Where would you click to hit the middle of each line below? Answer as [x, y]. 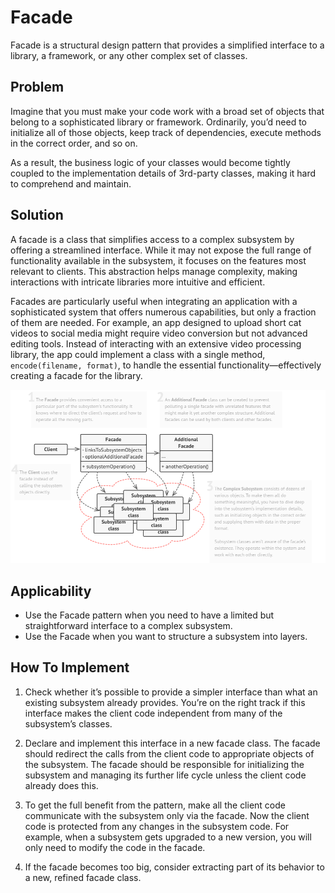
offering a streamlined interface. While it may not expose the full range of [161, 250]
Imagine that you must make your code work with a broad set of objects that [167, 111]
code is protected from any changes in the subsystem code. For [157, 826]
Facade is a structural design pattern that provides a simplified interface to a [167, 45]
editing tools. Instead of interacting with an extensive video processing [156, 343]
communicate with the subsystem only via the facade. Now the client [167, 815]
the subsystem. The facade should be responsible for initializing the [164, 764]
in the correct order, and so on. [74, 143]
